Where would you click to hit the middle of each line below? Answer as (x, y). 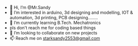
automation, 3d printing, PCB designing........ (54, 17)
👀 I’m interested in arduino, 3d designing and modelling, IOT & (71, 12)
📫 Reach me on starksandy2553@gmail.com (55, 38)
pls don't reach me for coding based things (53, 28)
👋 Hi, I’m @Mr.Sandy (30, 7)
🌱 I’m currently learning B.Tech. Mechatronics (55, 23)
